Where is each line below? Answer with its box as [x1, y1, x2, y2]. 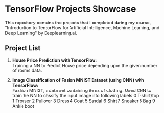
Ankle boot [12, 103, 34, 109]
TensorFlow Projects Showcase [5, 3, 136, 15]
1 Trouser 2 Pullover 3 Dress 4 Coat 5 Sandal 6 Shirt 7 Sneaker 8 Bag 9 [12, 98, 155, 104]
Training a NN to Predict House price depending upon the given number [12, 62, 158, 68]
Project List [5, 44, 41, 52]
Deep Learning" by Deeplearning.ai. [5, 30, 77, 36]
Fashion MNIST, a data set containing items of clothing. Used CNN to [12, 87, 152, 93]
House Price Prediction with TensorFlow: [12, 57, 97, 63]
